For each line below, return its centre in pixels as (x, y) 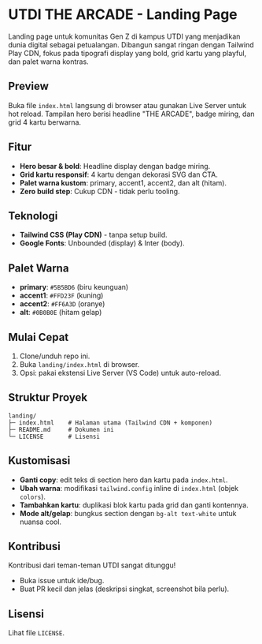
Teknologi (33, 216)
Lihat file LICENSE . (37, 633)
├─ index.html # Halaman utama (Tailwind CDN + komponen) (111, 423)
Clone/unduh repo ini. (55, 356)
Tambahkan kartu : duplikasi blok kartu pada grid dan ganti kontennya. (134, 505)
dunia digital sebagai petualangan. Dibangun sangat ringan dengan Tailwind (131, 44)
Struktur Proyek (48, 397)
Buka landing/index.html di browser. (79, 364)
